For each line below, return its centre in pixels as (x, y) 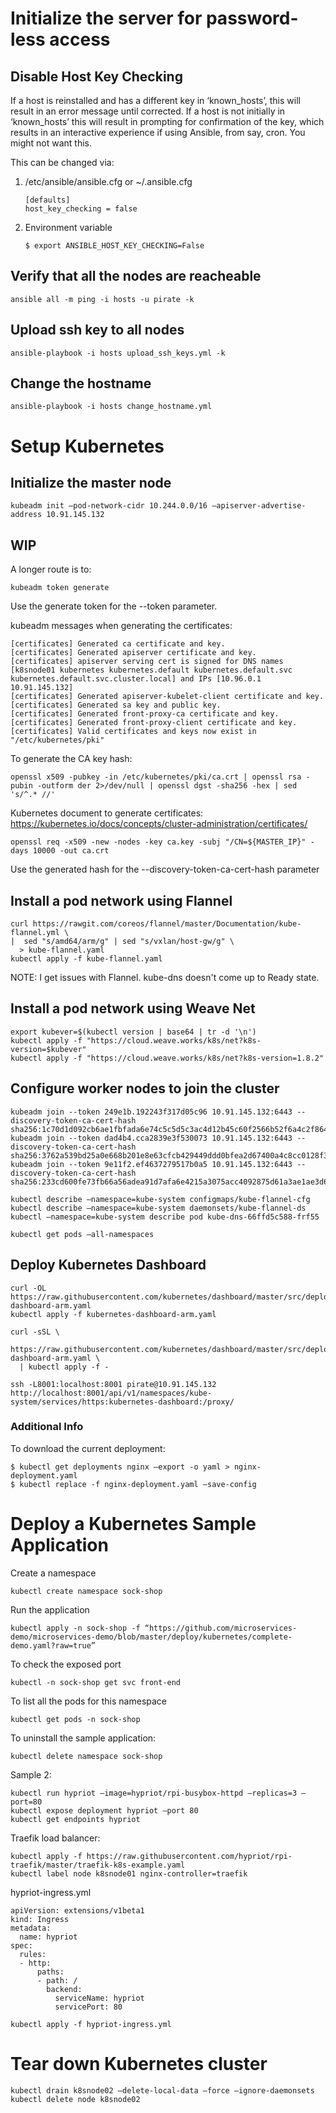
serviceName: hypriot (99, 1998)
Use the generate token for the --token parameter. (114, 606)
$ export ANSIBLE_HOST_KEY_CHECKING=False (114, 246)
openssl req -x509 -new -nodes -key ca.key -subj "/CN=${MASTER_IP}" (158, 842)
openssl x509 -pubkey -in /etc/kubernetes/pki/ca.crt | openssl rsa (156, 777)
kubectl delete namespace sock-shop (86, 1756)
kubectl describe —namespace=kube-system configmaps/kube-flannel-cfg (160, 1199)
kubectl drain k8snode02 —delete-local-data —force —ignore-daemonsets (162, 2090)
